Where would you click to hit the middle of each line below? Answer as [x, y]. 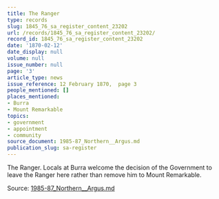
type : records [28, 20]
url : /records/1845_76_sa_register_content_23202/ [81, 33]
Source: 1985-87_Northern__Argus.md [61, 188]
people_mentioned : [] [38, 90]
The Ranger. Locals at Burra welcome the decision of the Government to [109, 167]
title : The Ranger [33, 13]
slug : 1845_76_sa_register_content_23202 [67, 26]
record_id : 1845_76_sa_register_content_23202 [75, 39]
